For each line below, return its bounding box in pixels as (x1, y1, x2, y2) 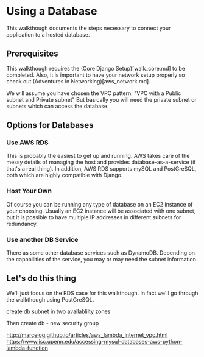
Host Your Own (6, 187, 52, 196)
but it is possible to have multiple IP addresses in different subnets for (6, 213, 181, 221)
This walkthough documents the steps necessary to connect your (6, 24, 171, 32)
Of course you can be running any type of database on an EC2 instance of (6, 200, 193, 208)
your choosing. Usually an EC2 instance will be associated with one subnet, (6, 207, 196, 214)
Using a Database (6, 4, 97, 18)
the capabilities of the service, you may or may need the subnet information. (6, 256, 198, 263)
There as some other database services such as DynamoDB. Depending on (6, 249, 195, 256)
